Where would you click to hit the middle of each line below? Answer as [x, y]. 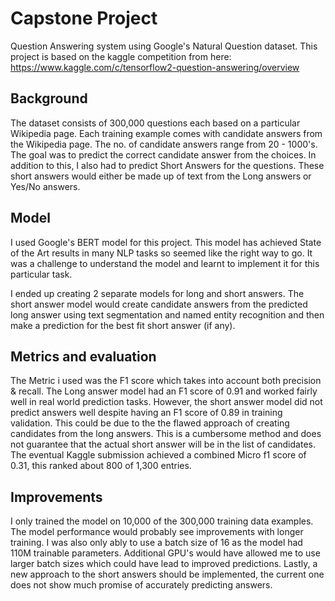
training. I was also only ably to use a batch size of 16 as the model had [156, 543]
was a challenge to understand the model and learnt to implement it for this [165, 263]
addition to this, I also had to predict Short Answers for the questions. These [167, 165]
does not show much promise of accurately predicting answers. [141, 585]
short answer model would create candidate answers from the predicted [159, 304]
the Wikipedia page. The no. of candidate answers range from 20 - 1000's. [164, 144]
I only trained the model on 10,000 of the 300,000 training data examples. [162, 521]
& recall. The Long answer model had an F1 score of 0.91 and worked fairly [164, 391]
